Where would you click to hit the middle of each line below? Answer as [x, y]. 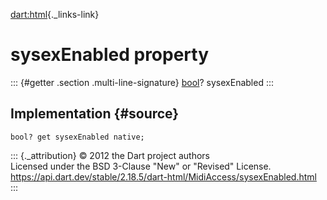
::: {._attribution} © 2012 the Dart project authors [110, 155]
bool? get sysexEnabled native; [77, 137]
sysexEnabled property [110, 55]
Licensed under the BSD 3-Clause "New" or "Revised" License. [141, 166]
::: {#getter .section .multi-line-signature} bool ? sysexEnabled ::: [142, 82]
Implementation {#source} [95, 114]
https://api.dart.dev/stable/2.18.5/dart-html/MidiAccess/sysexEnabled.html [163, 176]
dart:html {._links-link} [55, 14]
